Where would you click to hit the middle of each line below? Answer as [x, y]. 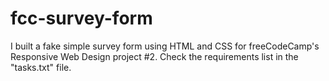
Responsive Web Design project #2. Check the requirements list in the [154, 56]
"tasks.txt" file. [41, 67]
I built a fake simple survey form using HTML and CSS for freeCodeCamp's [165, 46]
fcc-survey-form [81, 18]
